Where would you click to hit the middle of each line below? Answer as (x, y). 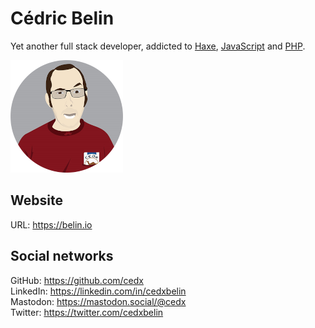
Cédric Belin (62, 18)
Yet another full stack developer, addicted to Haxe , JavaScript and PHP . (158, 46)
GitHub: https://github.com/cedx (77, 280)
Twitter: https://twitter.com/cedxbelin (87, 312)
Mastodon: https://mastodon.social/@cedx (98, 301)
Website (36, 200)
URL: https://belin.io (51, 224)
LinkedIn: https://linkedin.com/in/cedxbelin (98, 291)
